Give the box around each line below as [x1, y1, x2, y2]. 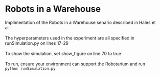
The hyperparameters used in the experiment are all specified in [5, 35, 135, 41]
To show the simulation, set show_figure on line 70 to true [5, 50, 121, 57]
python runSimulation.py [5, 66, 56, 71]
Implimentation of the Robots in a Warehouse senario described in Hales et [5, 19, 156, 25]
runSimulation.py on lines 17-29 [5, 40, 69, 46]
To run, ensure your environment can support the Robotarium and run [5, 61, 145, 67]
